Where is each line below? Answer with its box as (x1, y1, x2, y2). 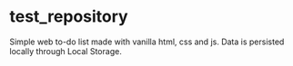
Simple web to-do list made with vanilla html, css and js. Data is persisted (9, 36, 285, 47)
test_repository (9, 6, 129, 27)
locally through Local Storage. (9, 45, 123, 56)
